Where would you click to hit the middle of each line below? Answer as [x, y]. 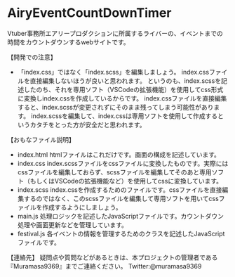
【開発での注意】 [32, 57]
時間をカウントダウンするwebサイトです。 [68, 42]
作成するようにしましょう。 [82, 207]
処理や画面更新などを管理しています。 [72, 225]
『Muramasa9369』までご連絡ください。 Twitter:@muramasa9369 [105, 266]
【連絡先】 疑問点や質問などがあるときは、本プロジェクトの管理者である [113, 257]
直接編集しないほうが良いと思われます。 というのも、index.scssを [126, 80]
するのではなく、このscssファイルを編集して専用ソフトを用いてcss [121, 198]
